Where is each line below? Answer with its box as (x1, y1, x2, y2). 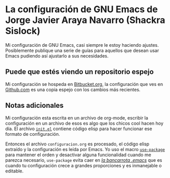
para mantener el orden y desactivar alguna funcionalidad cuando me (5, 152, 152, 158)
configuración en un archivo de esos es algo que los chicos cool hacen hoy (5, 120, 164, 126)
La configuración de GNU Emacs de (5, 4, 158, 15)
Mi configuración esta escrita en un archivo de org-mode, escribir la (5, 114, 149, 121)
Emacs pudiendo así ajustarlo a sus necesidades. (5, 52, 108, 59)
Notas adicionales (5, 101, 64, 110)
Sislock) (5, 25, 41, 37)
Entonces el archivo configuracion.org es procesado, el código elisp (5, 141, 150, 147)
